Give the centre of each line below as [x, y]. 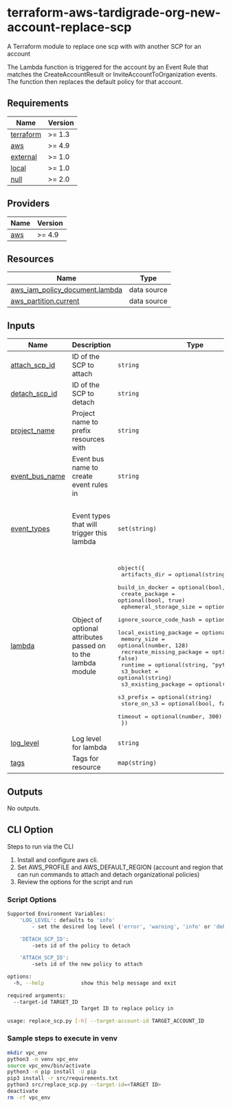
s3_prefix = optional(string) [165, 697]
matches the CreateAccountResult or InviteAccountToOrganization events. [112, 74]
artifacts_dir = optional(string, [175, 575]
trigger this [90, 533]
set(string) [137, 529]
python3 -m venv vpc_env [43, 1059]
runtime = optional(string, [165, 665]
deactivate [23, 1091]
